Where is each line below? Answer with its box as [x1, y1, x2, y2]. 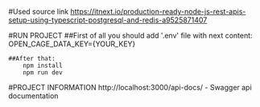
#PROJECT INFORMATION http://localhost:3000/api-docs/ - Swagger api [8, 83, 252, 92]
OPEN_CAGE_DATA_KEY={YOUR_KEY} [8, 39, 136, 49]
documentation [8, 91, 59, 101]
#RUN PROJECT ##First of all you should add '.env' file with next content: [8, 31, 253, 40]
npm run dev [23, 69, 63, 77]
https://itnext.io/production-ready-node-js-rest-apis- [70, 7, 246, 16]
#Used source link [8, 7, 69, 16]
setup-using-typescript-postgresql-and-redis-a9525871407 [8, 15, 208, 25]
